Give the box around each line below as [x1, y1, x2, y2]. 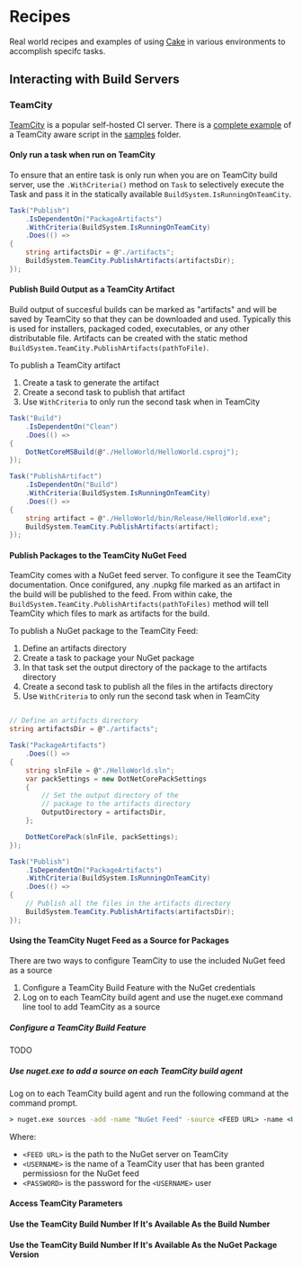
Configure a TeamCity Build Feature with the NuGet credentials [22, 982, 256, 992]
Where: [9, 1131, 37, 1142]
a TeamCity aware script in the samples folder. [9, 129, 182, 140]
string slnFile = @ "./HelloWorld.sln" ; [25, 765, 175, 775]
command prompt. [9, 1097, 78, 1109]
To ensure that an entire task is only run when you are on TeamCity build [9, 169, 279, 180]
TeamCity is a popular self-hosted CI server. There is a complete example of [9, 119, 292, 130]
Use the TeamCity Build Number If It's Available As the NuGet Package [9, 1239, 278, 1250]
